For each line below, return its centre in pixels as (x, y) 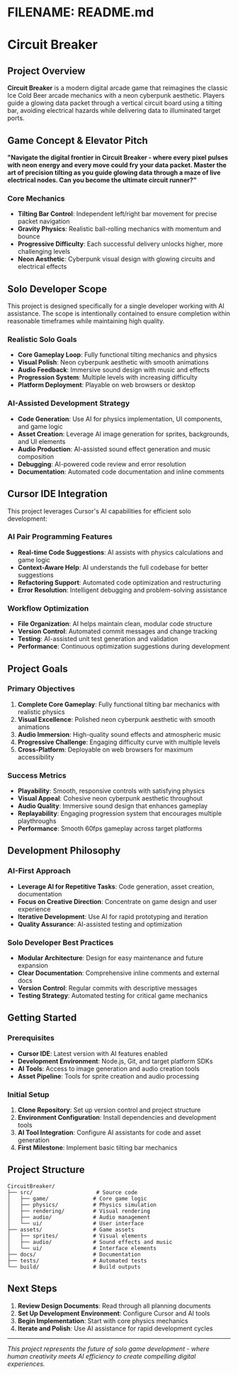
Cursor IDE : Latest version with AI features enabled (92, 1053)
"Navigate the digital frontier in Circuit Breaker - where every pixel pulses (118, 157)
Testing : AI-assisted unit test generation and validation (98, 639)
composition (36, 456)
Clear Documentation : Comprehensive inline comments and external (118, 973)
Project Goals (38, 668)
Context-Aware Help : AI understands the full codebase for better (113, 567)
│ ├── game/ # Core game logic (77, 1198)
